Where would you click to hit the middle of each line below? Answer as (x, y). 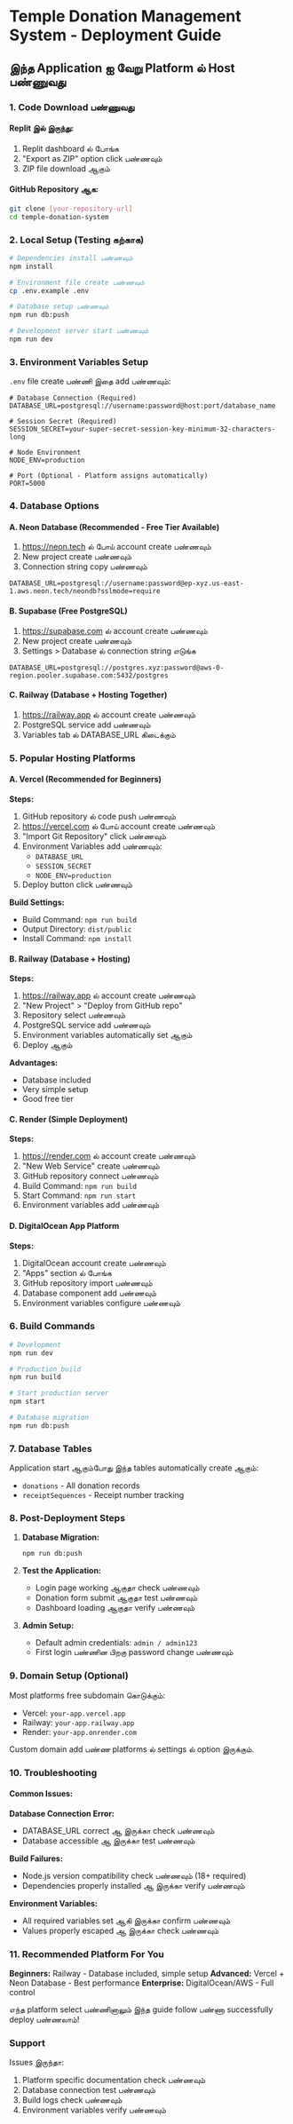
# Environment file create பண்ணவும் (77, 282)
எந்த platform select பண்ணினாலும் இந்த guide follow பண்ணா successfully (141, 2009)
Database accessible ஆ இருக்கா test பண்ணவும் (108, 1841)
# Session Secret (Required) (63, 422)
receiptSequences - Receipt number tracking (103, 1495)
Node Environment (49, 453)
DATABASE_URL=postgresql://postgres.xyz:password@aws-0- (117, 668)
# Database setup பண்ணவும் (59, 307)
